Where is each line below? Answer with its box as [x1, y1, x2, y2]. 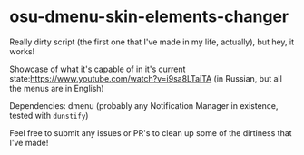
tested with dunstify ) [9, 110, 89, 121]
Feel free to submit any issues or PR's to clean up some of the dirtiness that [9, 127, 292, 138]
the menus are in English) [9, 82, 104, 93]
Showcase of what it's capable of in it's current [9, 63, 186, 74]
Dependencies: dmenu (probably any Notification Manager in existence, [9, 100, 279, 111]
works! [9, 45, 35, 56]
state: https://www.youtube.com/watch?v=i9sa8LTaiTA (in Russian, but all [9, 73, 283, 83]
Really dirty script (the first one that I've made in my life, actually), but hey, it [9, 36, 295, 47]
